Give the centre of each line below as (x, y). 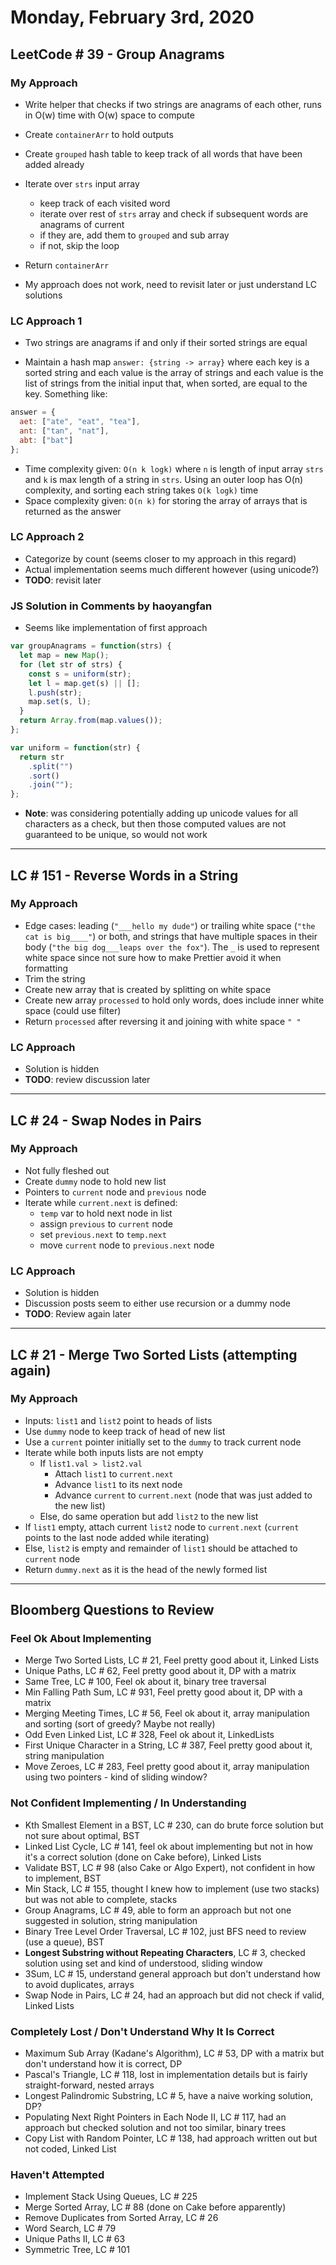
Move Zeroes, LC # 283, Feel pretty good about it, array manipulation (167, 1767)
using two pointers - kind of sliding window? (116, 1777)
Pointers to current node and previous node (115, 1192)
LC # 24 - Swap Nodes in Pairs (106, 1120)
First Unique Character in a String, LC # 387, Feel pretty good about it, (168, 1745)
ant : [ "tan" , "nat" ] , (64, 431)
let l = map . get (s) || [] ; (84, 683)
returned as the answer (73, 511)
